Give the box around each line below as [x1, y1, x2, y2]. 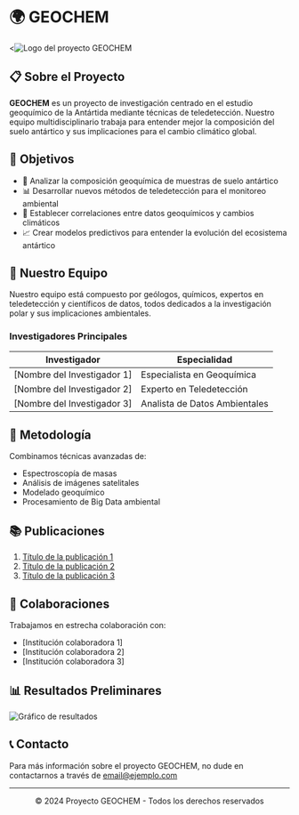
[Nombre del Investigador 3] [13, 397, 133, 409]
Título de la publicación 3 [21, 570, 116, 581]
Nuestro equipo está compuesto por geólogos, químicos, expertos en [9, 289, 264, 300]
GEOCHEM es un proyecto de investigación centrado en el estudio [9, 97, 254, 108]
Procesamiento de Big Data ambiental [21, 496, 161, 507]
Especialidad [176, 353, 233, 366]
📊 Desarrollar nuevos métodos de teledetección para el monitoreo [21, 185, 267, 196]
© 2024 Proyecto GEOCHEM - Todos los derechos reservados [35, 795, 264, 806]
